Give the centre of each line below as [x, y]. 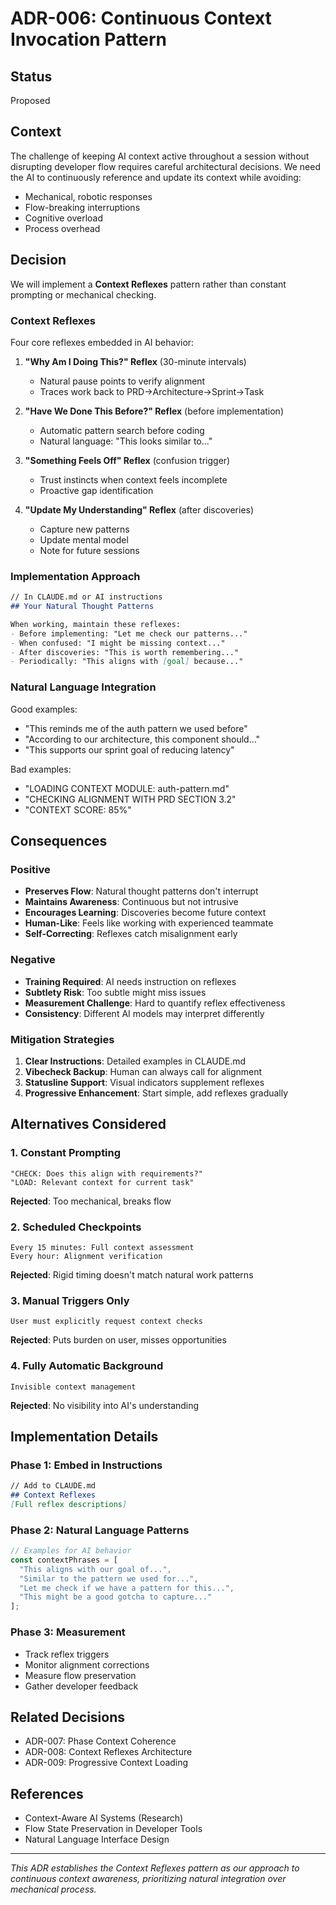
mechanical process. [53, 1889]
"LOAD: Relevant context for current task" [102, 1182]
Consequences [59, 841]
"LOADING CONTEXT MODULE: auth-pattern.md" [127, 788]
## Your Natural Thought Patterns [82, 607]
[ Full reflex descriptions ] [69, 1504]
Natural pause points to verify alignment [122, 381]
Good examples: [44, 709]
